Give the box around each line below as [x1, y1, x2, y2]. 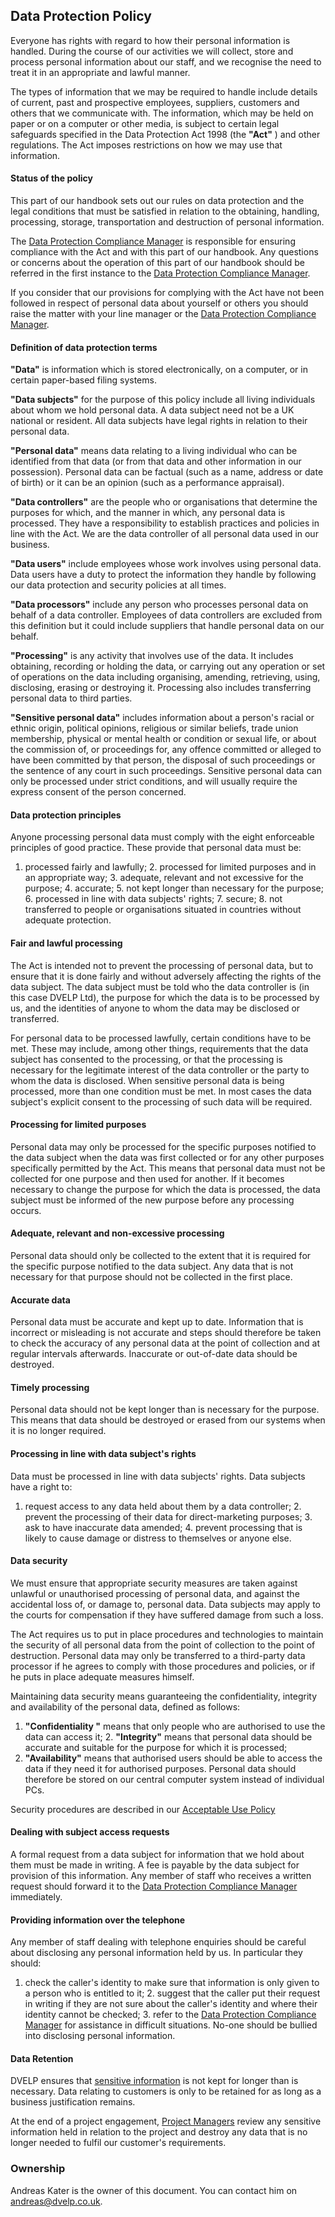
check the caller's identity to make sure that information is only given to [24, 1977, 320, 1989]
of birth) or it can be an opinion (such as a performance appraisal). [10, 477, 285, 489]
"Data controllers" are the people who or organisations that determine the [10, 496, 318, 508]
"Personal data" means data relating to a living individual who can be [10, 445, 298, 457]
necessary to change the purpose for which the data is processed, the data [10, 1183, 321, 1195]
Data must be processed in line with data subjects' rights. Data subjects [10, 1470, 306, 1482]
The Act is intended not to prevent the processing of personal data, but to [10, 959, 314, 971]
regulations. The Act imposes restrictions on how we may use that [10, 139, 283, 151]
